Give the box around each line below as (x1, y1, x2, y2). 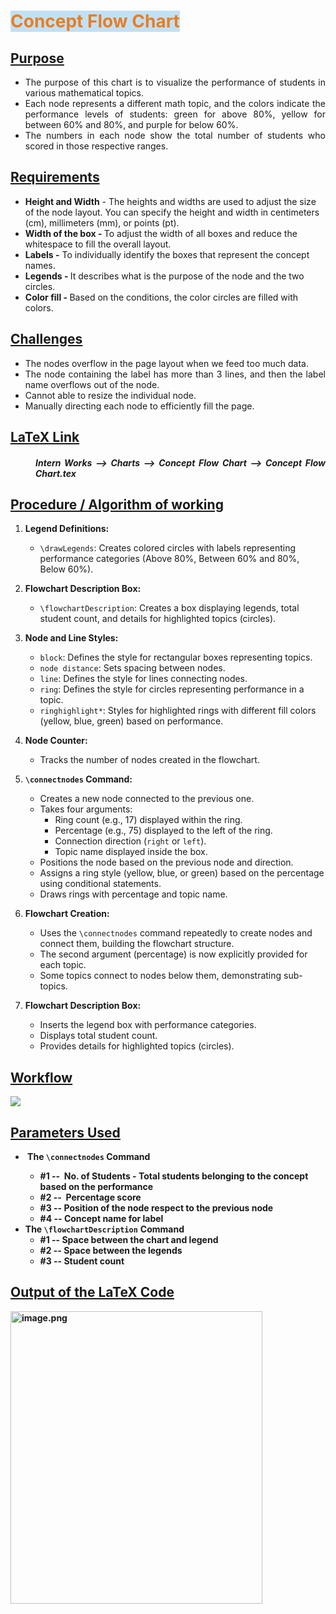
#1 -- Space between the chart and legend (39, 1234, 219, 1246)
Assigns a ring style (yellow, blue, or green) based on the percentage (39, 867, 325, 879)
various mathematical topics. (24, 87, 145, 99)
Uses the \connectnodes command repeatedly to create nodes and (39, 927, 313, 939)
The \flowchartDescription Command (24, 1223, 185, 1235)
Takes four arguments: (39, 803, 133, 815)
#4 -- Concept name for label (39, 1213, 164, 1225)
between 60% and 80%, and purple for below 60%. (24, 119, 239, 130)
